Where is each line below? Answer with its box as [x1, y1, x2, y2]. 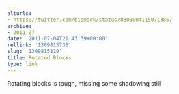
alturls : [7, 10, 32, 17]
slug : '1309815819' [7, 48, 63, 55]
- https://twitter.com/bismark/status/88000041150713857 [7, 16, 173, 23]
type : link [7, 61, 38, 67]
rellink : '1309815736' [7, 42, 72, 48]
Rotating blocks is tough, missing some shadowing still [7, 79, 161, 87]
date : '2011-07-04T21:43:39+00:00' [7, 35, 109, 42]
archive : [7, 22, 32, 29]
